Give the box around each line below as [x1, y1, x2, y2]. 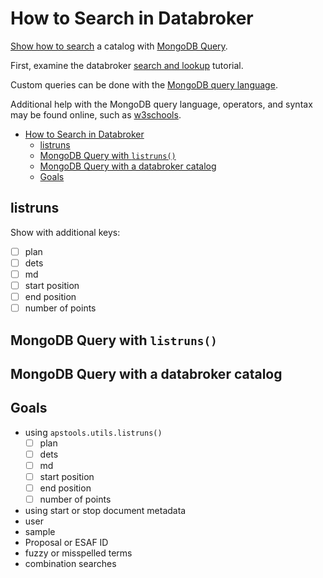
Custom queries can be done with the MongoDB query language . [10, 78, 278, 91]
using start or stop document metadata [24, 505, 187, 517]
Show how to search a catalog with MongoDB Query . [10, 40, 228, 52]
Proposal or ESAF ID [24, 537, 109, 549]
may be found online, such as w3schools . [10, 108, 182, 121]
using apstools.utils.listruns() [24, 426, 163, 438]
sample [24, 526, 56, 538]
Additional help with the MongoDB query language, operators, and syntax [10, 98, 313, 110]
